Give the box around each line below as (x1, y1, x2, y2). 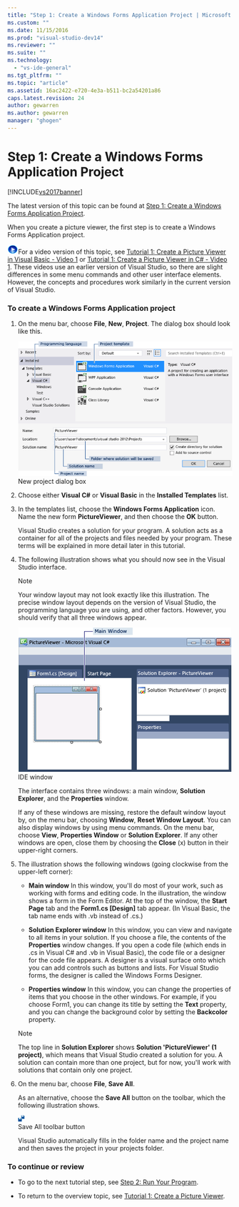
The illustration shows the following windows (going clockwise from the (17, 860, 228, 868)
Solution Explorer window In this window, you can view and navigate (28, 925, 233, 934)
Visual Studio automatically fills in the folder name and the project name (17, 1136, 230, 1145)
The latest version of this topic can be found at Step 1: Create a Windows (7, 201, 222, 210)
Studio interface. (17, 562, 67, 571)
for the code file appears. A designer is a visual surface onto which (28, 955, 226, 964)
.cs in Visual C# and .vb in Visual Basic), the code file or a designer (28, 948, 226, 957)
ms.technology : (7, 57, 53, 64)
